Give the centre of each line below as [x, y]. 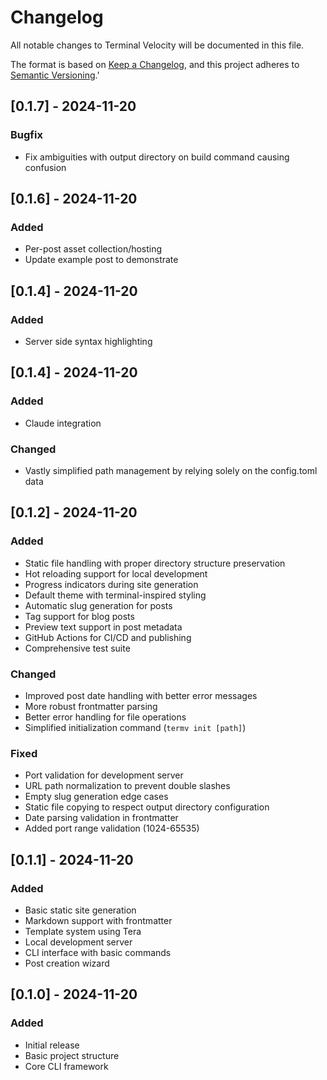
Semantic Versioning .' [55, 75]
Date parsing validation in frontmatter [101, 818]
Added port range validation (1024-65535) [112, 828]
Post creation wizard [67, 963]
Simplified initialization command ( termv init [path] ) [135, 727]
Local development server [78, 942]
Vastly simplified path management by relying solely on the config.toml [171, 470]
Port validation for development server [104, 775]
